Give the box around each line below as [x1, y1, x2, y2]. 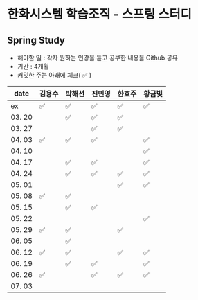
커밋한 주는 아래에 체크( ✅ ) [17, 71, 92, 79]
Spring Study [7, 34, 66, 46]
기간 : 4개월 [17, 62, 50, 70]
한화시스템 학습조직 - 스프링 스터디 [7, 6, 192, 22]
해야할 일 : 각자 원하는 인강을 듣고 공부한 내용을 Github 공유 [17, 53, 179, 62]
